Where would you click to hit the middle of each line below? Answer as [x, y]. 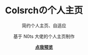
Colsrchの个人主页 [44, 10]
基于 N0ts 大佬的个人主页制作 [44, 36]
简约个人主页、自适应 [44, 25]
